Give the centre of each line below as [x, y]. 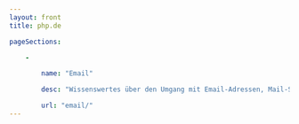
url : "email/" [67, 106]
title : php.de [36, 26]
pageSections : [36, 42]
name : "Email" [67, 74]
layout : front [36, 17]
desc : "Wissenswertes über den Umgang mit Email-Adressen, [153, 89]
